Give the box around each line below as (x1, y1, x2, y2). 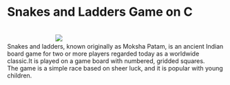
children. (7, 71, 32, 80)
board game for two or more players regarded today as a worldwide (7, 49, 200, 58)
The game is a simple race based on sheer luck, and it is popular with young (7, 64, 224, 72)
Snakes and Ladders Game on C (7, 4, 193, 20)
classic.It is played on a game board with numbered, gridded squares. (7, 56, 205, 65)
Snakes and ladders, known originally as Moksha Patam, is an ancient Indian (7, 42, 224, 50)
